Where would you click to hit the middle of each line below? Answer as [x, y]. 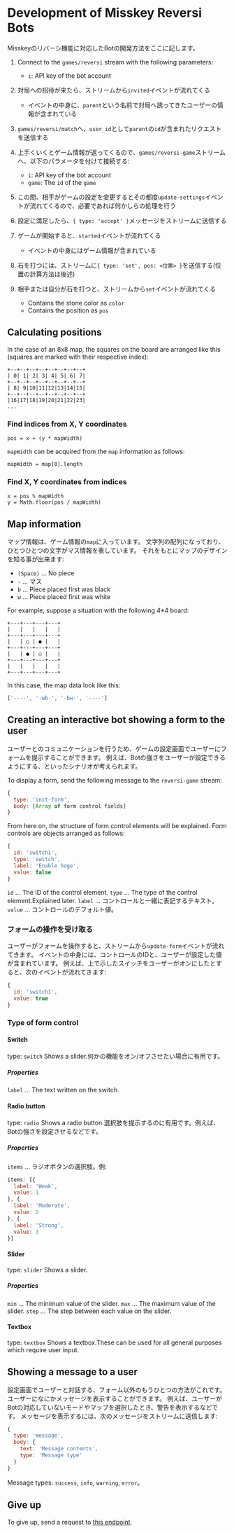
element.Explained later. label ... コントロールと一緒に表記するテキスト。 [113, 900]
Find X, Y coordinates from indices [67, 481]
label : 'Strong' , [39, 1225]
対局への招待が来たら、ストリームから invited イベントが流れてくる [114, 90]
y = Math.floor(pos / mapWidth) [54, 502]
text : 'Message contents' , [59, 1449]
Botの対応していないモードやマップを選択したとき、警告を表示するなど [110, 1407]
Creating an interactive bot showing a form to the [116, 720]
